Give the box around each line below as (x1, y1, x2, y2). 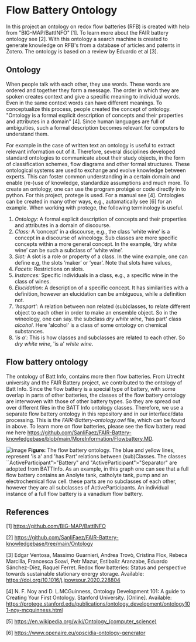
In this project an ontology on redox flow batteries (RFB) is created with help (6, 23, 190, 30)
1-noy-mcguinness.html (6, 607, 63, 614)
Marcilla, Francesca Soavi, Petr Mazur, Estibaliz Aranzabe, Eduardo (6, 558, 168, 565)
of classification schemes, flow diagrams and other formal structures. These (6, 160, 190, 167)
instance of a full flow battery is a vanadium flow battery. (6, 490, 143, 497)
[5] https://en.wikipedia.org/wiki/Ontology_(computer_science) (6, 618, 157, 625)
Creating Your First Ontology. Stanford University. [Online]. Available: (6, 594, 172, 602)
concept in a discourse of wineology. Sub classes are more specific (14, 234, 178, 241)
